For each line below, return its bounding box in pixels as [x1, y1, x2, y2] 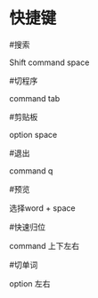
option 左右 [9, 278, 51, 289]
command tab [9, 93, 61, 103]
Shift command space [9, 57, 90, 68]
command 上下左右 [9, 240, 80, 251]
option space [9, 129, 58, 140]
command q [9, 165, 53, 176]
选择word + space [9, 202, 76, 213]
